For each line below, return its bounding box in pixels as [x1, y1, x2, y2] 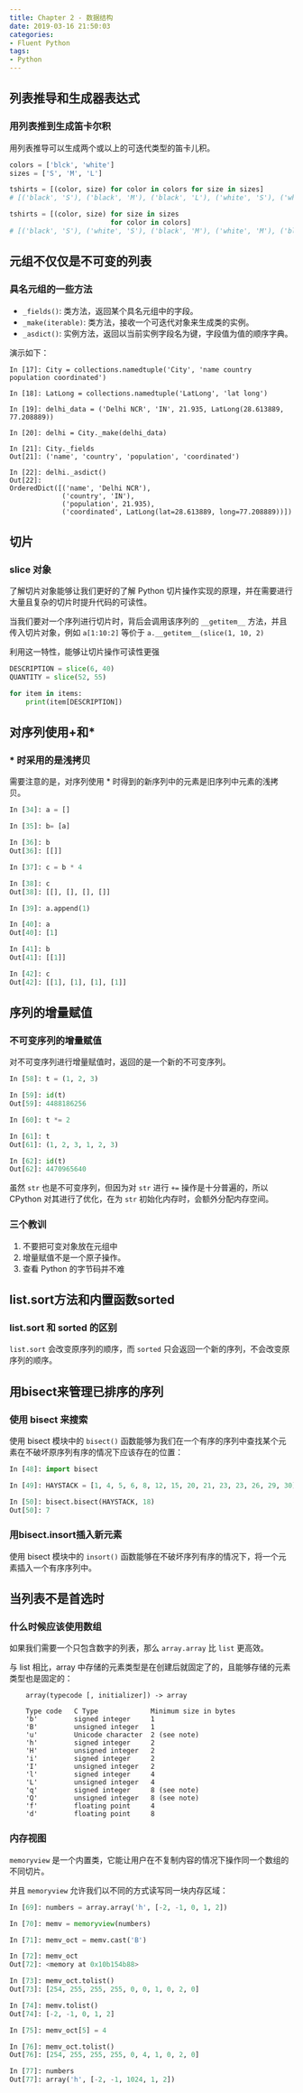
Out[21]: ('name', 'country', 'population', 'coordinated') [9, 452, 241, 461]
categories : [9, 30, 54, 39]
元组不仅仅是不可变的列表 [9, 254, 151, 269]
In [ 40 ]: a [9, 920, 50, 930]
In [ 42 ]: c [9, 969, 50, 978]
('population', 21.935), [61, 499, 155, 508]
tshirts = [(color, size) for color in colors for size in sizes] [9, 185, 264, 194]
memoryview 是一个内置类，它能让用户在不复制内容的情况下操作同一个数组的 [9, 1854, 289, 1865]
